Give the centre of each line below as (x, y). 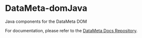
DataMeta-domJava (46, 8)
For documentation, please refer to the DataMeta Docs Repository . (71, 30)
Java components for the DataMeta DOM (46, 21)
